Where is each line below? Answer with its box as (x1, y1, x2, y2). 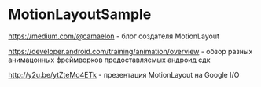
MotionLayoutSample (8, 5, 152, 24)
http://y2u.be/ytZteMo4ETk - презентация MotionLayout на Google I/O (8, 70, 240, 79)
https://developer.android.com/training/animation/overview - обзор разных (8, 46, 253, 56)
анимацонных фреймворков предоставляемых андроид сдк (8, 55, 211, 64)
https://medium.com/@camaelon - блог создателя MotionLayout (8, 31, 220, 41)
